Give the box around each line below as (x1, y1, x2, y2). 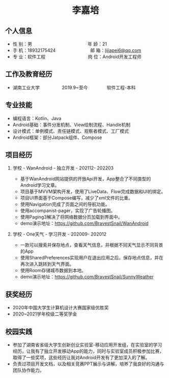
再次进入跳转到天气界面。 (20, 261, 74, 267)
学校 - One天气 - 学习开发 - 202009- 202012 (12, 231, 107, 237)
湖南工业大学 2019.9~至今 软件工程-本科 (12, 84, 136, 91)
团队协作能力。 (12, 367, 44, 373)
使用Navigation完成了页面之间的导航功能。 (20, 201, 110, 208)
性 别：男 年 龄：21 (12, 41, 107, 47)
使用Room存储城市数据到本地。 (20, 268, 87, 274)
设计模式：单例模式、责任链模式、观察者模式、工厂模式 (12, 128, 129, 134)
